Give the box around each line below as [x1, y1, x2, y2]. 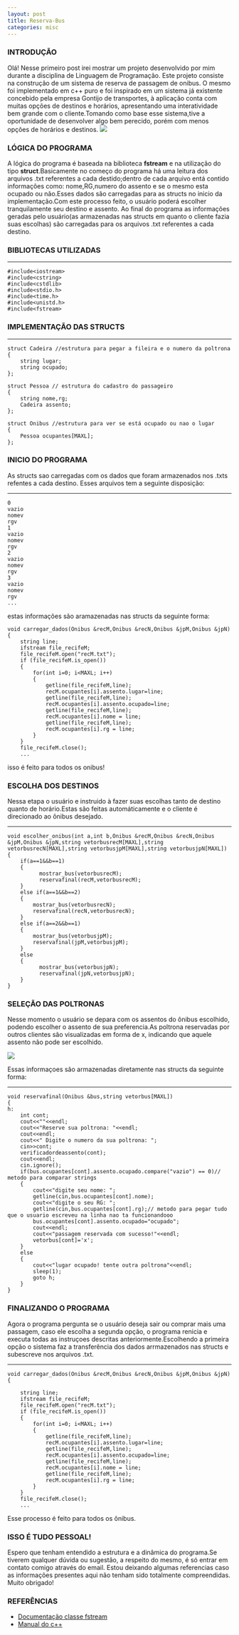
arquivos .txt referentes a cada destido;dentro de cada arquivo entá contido [7, 174, 230, 183]
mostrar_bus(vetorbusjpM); [33, 933, 113, 940]
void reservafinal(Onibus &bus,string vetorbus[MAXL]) [7, 1093, 174, 1100]
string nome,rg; [20, 395, 69, 402]
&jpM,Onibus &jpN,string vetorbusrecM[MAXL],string [7, 839, 164, 846]
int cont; [20, 1112, 50, 1119]
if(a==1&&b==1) [20, 858, 65, 865]
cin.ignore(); [20, 1162, 62, 1169]
